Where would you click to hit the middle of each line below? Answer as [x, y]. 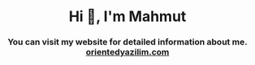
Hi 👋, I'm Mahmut [127, 17]
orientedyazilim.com [127, 52]
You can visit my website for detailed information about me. [127, 42]
